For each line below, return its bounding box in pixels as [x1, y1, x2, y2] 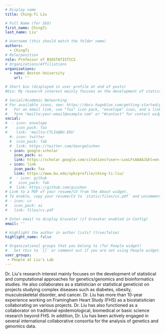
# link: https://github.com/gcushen [9, 185, 87, 190]
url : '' [14, 75, 29, 80]
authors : [5, 43, 23, 48]
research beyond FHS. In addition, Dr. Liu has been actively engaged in [5, 312, 149, 318]
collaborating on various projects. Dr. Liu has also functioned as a [5, 302, 137, 308]
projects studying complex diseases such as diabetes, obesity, [5, 286, 132, 292]
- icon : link [9, 162, 36, 167]
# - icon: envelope [5, 121, 48, 126]
